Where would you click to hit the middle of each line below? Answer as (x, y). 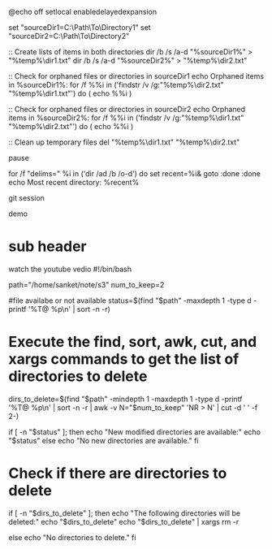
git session (26, 198)
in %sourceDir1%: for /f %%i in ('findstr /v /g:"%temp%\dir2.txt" (117, 85)
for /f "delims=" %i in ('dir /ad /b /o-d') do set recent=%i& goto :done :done (135, 173)
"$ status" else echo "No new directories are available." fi (104, 440)
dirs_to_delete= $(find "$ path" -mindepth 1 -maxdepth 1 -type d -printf (125, 399)
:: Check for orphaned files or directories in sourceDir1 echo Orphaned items (136, 76)
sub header (47, 246)
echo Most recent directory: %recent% (74, 182)
